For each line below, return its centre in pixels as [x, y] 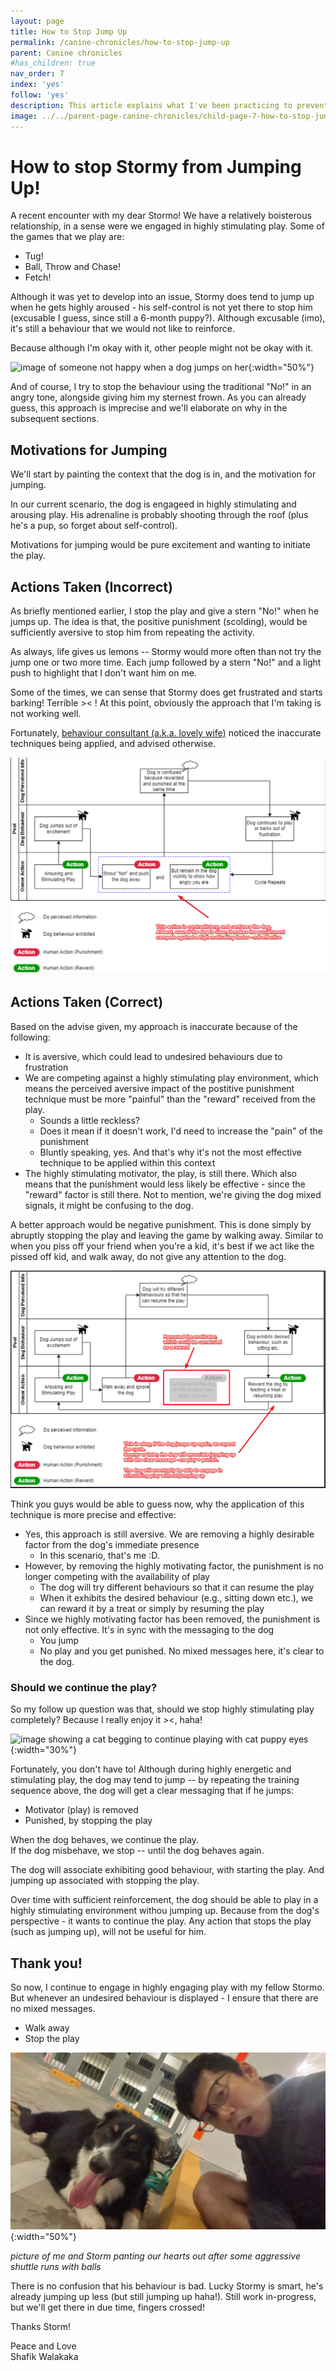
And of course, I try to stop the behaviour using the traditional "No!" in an [161, 387]
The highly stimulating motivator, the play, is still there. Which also [160, 1173]
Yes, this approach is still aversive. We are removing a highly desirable [169, 1534]
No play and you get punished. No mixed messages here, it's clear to [182, 1651]
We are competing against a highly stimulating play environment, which [171, 1077]
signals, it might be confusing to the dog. [109, 1205]
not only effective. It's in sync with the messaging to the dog [149, 1629]
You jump [59, 1640]
